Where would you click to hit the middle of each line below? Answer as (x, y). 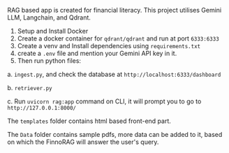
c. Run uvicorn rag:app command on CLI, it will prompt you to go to (104, 101)
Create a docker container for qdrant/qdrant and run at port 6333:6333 (118, 38)
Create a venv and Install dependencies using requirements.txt (109, 46)
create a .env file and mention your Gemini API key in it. (97, 53)
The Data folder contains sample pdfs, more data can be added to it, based (115, 134)
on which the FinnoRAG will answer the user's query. (83, 142)
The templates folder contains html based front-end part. (89, 121)
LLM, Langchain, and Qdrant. (49, 17)
